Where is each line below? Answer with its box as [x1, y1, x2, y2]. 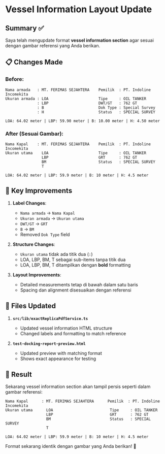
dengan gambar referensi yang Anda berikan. [5, 43, 101, 49]
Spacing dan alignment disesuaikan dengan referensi [20, 287, 131, 293]
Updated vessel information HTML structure [20, 325, 113, 331]
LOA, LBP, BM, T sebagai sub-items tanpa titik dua [20, 256, 126, 263]
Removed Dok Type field [20, 231, 70, 237]
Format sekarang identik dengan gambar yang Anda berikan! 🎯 [5, 443, 137, 449]
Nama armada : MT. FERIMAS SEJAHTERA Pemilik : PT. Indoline [5, 87, 151, 92]
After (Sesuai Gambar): [5, 130, 63, 137]
